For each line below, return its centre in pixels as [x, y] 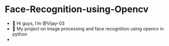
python [20, 34]
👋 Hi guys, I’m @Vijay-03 [38, 23]
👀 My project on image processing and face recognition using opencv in [88, 28]
